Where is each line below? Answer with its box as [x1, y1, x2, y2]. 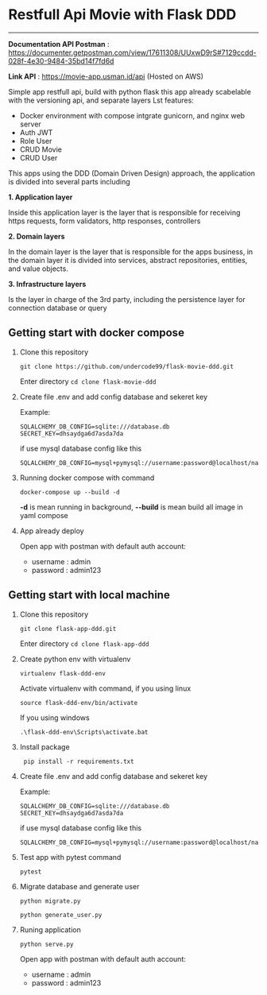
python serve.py [19, 940, 74, 948]
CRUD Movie [19, 145, 62, 154]
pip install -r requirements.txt [23, 757, 134, 765]
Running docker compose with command [19, 473, 155, 482]
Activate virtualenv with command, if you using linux [19, 683, 192, 693]
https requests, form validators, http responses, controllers [8, 216, 201, 226]
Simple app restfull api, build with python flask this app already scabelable [8, 87, 252, 96]
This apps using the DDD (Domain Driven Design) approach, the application [8, 168, 256, 178]
